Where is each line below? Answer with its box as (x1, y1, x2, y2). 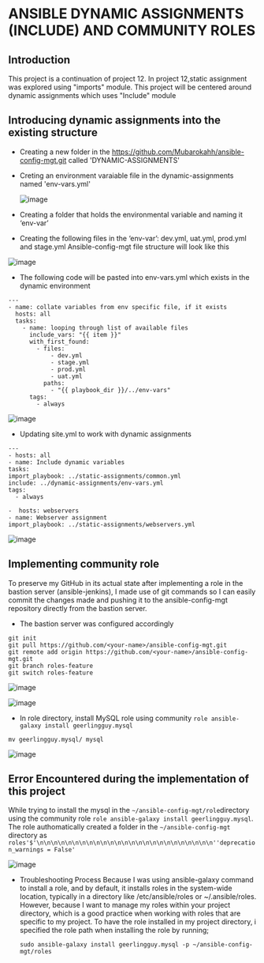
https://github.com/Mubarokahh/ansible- (111, 147, 244, 157)
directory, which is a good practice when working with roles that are (19, 908, 241, 918)
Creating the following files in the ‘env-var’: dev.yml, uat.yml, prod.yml (19, 233, 247, 243)
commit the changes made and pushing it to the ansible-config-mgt (8, 595, 229, 605)
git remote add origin (8, 648, 83, 656)
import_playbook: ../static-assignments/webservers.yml (8, 520, 195, 528)
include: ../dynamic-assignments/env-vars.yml (8, 479, 164, 487)
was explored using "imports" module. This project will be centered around (8, 82, 252, 92)
